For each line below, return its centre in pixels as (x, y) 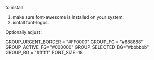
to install (14, 7)
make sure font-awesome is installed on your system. (68, 17)
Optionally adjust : (24, 32)
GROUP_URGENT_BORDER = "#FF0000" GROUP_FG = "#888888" (74, 42)
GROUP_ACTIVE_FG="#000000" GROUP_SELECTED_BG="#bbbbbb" (77, 47)
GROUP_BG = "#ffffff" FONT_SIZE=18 (44, 53)
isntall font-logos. (31, 22)
